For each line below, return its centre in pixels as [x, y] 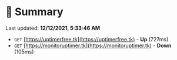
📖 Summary [34, 12]
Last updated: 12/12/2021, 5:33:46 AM [53, 28]
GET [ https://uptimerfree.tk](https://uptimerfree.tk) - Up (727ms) [91, 39]
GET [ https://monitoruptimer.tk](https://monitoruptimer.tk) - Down [93, 45]
